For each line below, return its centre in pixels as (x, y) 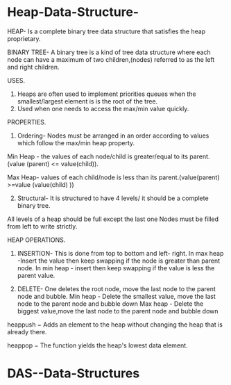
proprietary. (24, 38)
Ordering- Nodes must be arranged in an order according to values (113, 136)
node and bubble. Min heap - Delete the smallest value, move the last (117, 296)
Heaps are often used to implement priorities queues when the (106, 94)
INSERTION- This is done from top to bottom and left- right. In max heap (120, 253)
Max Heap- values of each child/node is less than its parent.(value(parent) (113, 177)
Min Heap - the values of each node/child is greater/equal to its (98, 156)
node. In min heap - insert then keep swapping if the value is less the (116, 268)
